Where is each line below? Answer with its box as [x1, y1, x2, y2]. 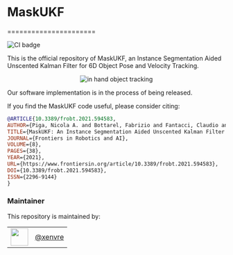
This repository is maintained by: [7, 212, 101, 220]
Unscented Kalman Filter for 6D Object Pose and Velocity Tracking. [7, 61, 199, 69]
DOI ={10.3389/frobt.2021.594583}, [7, 167, 107, 174]
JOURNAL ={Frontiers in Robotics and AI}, [7, 135, 129, 142]
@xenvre [35, 232, 64, 242]
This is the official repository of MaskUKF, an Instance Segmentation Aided [7, 54, 222, 63]
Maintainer [7, 196, 45, 206]
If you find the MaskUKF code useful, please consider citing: [7, 101, 180, 110]
